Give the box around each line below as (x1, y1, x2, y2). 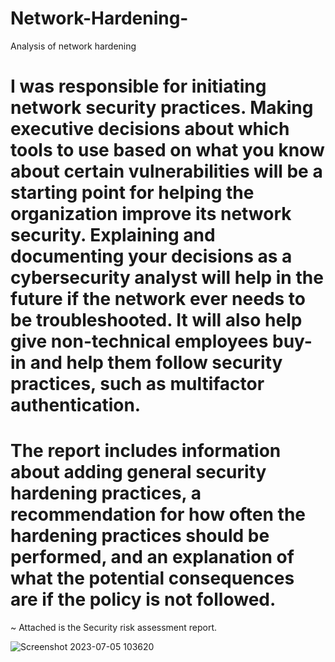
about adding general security (10, 461, 267, 484)
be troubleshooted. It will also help (10, 309, 303, 332)
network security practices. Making (10, 97, 314, 119)
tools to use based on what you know (10, 139, 325, 162)
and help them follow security (29, 352, 283, 374)
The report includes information (10, 440, 282, 462)
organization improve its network (10, 203, 292, 226)
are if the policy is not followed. (10, 588, 277, 611)
